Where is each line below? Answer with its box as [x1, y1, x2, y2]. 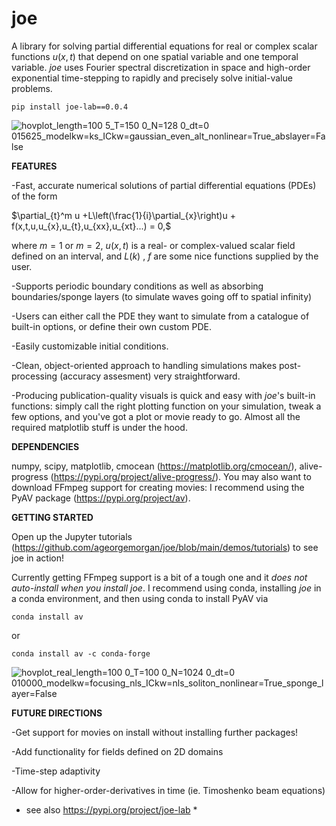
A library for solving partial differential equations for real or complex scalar [11, 40, 318, 52]
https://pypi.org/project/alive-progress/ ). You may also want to [53, 470, 312, 482]
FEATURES [11, 160, 58, 172]
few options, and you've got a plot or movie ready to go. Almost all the [11, 410, 301, 422]
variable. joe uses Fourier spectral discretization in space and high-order [11, 61, 311, 73]
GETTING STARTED [11, 511, 94, 523]
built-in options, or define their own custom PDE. [11, 320, 213, 332]
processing [11, 370, 58, 382]
